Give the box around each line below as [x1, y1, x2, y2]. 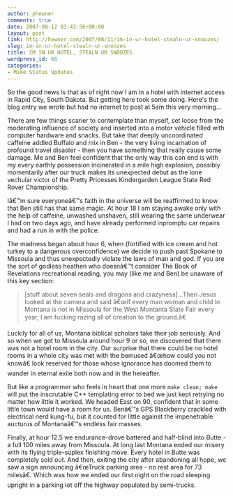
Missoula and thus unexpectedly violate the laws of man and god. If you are [7, 254, 225, 262]
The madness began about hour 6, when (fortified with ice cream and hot [7, 239, 218, 248]
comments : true [7, 17, 52, 24]
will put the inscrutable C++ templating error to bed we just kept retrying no [7, 390, 225, 398]
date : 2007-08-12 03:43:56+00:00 [7, 23, 105, 30]
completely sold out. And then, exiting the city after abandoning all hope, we [7, 455, 227, 464]
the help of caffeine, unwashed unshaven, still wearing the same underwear [7, 211, 225, 220]
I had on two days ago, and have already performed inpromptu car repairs [7, 218, 220, 227]
